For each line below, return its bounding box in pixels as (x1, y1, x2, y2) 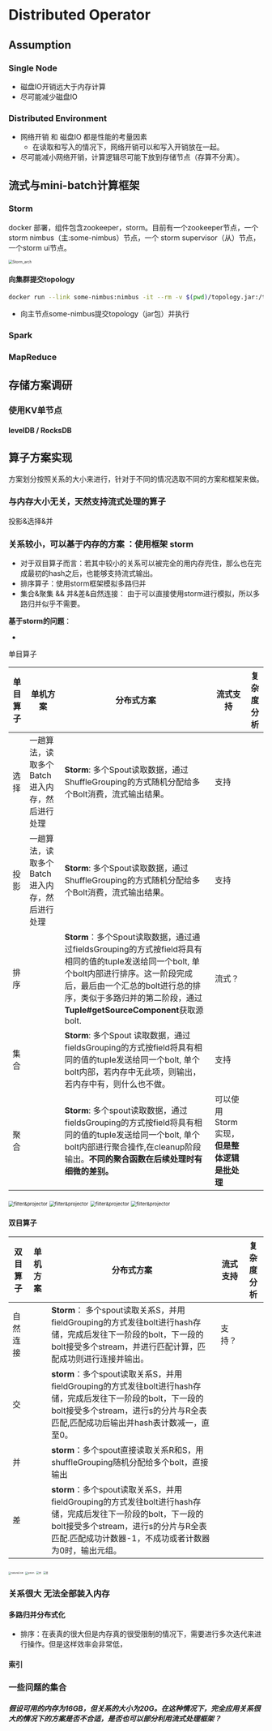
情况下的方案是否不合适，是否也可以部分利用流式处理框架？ (22, 1713, 221, 1723)
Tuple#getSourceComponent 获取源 (64, 1004, 204, 1016)
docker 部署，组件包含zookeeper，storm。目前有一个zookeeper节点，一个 (8, 222, 259, 232)
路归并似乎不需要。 (19, 599, 85, 609)
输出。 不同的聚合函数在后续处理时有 (64, 1153, 203, 1165)
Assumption (8, 38, 71, 52)
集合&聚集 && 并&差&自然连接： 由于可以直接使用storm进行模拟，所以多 (19, 589, 261, 599)
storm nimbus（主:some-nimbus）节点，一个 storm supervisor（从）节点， (8, 233, 261, 243)
